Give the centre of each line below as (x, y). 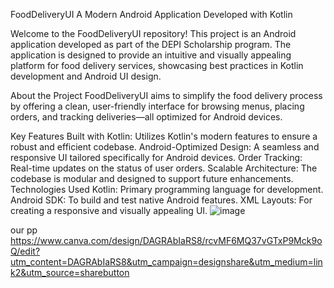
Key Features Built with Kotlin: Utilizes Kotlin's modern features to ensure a (164, 136)
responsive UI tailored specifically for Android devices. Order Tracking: (156, 157)
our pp (24, 230)
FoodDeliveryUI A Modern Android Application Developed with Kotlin (151, 14)
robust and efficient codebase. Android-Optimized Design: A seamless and (165, 147)
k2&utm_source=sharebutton (70, 272)
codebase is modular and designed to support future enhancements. (152, 178)
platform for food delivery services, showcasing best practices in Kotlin (157, 65)
